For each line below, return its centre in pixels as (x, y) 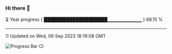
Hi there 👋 (18, 8)
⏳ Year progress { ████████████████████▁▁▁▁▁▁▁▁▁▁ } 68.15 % (84, 19)
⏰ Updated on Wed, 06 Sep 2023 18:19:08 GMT (56, 36)
